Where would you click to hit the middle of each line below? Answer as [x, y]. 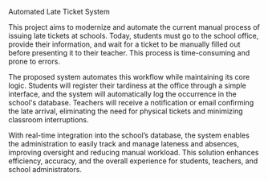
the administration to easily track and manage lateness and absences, [124, 144]
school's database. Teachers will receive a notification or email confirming [131, 103]
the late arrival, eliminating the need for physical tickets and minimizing [126, 111]
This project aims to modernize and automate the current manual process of [134, 27]
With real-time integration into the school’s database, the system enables [129, 135]
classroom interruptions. [49, 119]
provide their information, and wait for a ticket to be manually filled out [124, 44]
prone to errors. [34, 61]
